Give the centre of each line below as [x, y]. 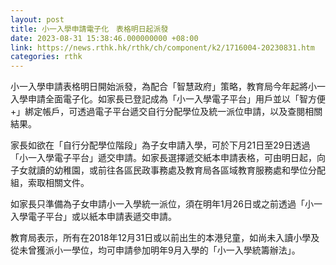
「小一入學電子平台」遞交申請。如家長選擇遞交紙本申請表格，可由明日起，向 [168, 158]
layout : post [37, 19]
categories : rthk [46, 57]
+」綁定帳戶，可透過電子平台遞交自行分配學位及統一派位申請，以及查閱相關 [166, 112]
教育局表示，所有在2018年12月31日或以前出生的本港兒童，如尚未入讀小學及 [165, 238]
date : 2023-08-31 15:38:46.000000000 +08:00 [104, 38]
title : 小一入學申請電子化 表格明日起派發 [89, 29]
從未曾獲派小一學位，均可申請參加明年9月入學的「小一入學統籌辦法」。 [155, 250]
